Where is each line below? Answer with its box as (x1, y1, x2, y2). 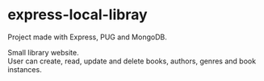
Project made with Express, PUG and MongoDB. (7, 32, 167, 42)
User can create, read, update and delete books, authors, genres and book (7, 56, 256, 66)
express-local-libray (7, 6, 148, 24)
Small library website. (7, 47, 79, 57)
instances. (7, 64, 42, 74)
